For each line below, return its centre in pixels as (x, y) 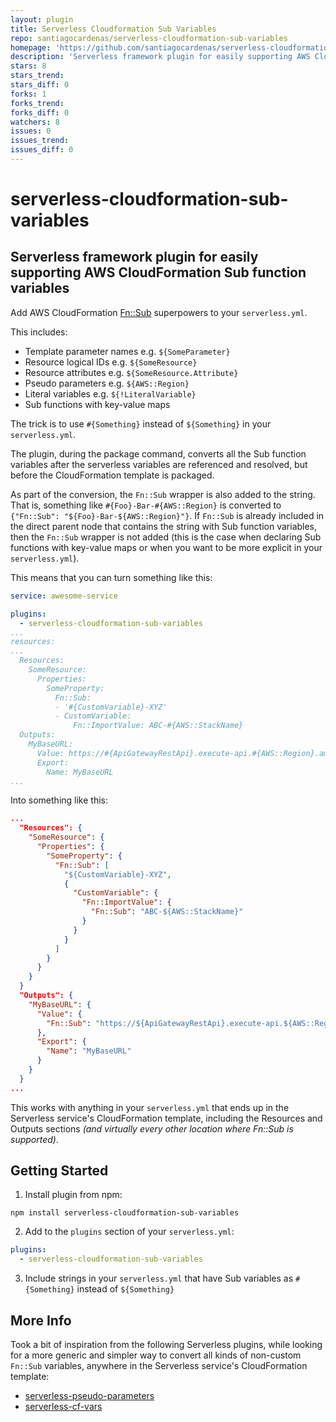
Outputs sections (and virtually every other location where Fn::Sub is (152, 1128)
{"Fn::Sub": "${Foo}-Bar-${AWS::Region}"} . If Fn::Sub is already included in (167, 515)
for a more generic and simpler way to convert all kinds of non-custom (156, 1355)
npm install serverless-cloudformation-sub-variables (125, 1213)
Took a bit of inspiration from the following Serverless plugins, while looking (166, 1344)
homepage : (31, 47)
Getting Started (59, 1171)
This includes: (39, 332)
